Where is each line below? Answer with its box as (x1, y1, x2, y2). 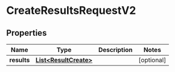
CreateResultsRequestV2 (6, 4, 136, 18)
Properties (6, 28, 47, 38)
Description (98, 46, 133, 54)
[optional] (138, 56, 167, 64)
